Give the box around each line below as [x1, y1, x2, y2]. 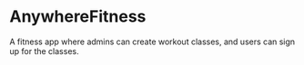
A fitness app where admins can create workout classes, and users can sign [9, 36, 296, 47]
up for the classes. [9, 45, 79, 56]
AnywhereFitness [9, 6, 147, 27]
